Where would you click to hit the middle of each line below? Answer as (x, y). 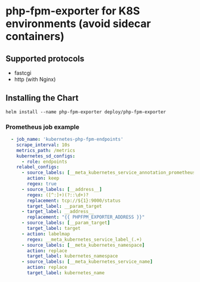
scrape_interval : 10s (43, 145)
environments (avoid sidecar (79, 24)
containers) (35, 37)
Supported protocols (45, 58)
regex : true (42, 184)
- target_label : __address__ (58, 212)
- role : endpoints (44, 162)
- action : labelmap (45, 234)
